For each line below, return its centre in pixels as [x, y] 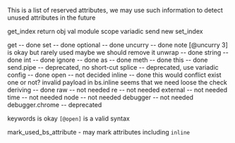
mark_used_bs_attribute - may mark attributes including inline [99, 132]
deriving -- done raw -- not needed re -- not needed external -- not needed [117, 90]
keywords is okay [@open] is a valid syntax [69, 118]
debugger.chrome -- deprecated [55, 105]
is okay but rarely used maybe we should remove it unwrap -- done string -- [118, 52]
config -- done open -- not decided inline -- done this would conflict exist [114, 75]
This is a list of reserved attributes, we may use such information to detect [115, 10]
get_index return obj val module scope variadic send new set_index [105, 31]
